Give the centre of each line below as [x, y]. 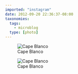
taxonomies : [17, 19]
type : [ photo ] [24, 32]
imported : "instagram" [28, 10]
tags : [15, 23]
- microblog [26, 28]
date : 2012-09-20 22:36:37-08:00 [39, 14]
